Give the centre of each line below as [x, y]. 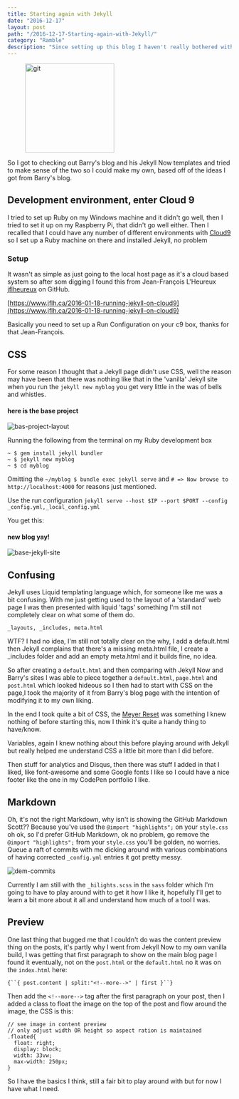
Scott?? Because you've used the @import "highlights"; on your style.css [118, 827]
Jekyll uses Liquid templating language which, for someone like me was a [115, 592]
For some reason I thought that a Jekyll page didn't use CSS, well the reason [119, 371]
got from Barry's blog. [40, 178]
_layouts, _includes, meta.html [55, 628]
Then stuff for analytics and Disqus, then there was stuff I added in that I [113, 765]
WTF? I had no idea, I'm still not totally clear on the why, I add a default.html [118, 641]
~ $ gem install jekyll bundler [55, 453]
